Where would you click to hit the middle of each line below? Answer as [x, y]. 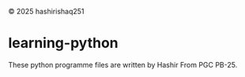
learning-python [63, 43]
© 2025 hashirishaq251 [46, 11]
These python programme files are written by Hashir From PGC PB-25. [123, 64]
